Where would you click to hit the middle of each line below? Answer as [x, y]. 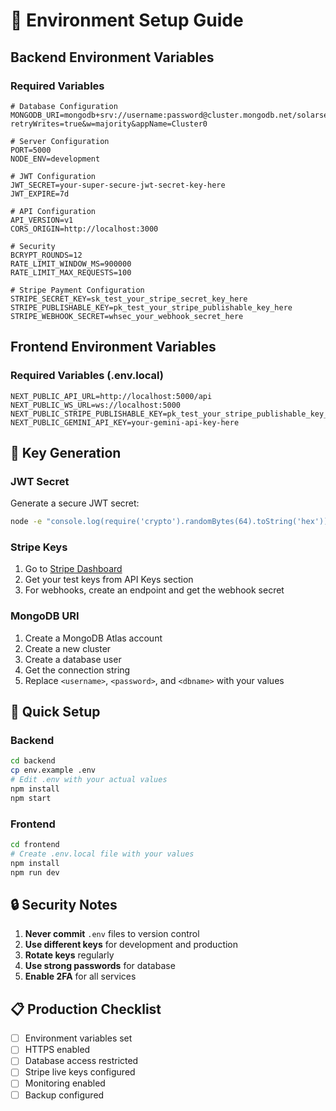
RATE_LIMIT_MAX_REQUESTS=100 [71, 272]
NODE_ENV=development [55, 159]
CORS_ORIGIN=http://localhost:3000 [84, 229]
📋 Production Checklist [86, 1009]
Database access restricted [81, 1061]
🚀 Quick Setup [55, 712]
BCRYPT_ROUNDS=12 [46, 255]
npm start [31, 798]
